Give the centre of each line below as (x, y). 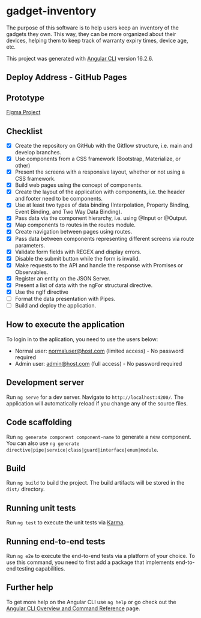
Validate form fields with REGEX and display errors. (78, 252)
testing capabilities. (41, 568)
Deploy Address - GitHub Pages (67, 77)
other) (22, 166)
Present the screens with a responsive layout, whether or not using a (100, 172)
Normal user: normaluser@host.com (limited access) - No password (99, 351)
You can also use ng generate (43, 443)
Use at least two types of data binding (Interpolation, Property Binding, (102, 205)
